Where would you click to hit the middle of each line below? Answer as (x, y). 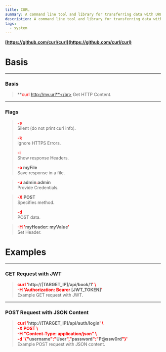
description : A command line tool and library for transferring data (78, 19)
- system (19, 28)
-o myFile (27, 167)
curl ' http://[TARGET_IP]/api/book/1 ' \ (57, 284)
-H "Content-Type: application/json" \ (57, 334)
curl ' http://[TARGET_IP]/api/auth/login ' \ (60, 323)
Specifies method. (36, 202)
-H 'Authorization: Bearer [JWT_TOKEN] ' (60, 290)
